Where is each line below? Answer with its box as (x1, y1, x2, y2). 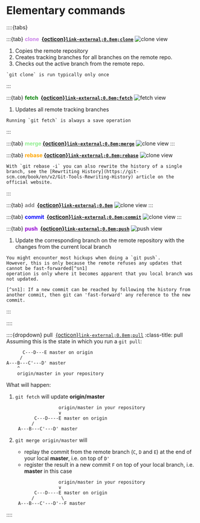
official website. (6, 179, 53, 185)
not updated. (6, 276, 39, 282)
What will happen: (6, 381, 51, 388)
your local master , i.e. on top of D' (24, 455, 110, 462)
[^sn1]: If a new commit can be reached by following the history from (6, 286, 190, 292)
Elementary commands (6, 4, 126, 18)
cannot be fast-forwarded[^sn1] (6, 265, 88, 271)
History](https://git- (82, 168, 139, 174)
